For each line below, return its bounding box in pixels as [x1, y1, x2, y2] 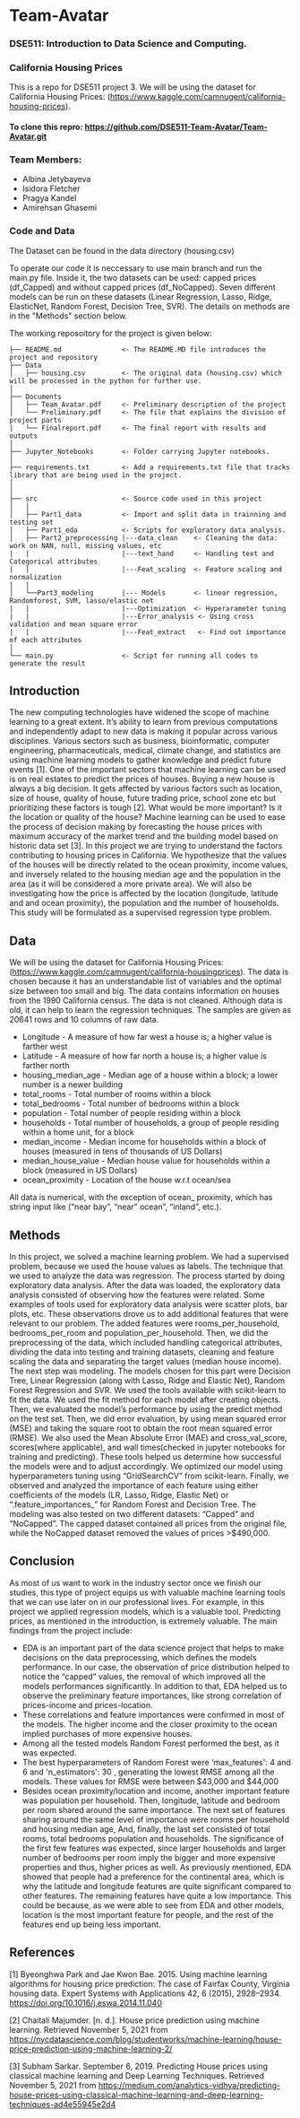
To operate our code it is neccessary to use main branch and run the [9, 262, 262, 274]
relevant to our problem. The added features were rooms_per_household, [9, 1318, 280, 1329]
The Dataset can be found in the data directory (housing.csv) [9, 245, 235, 256]
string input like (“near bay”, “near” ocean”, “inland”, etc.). [9, 1201, 222, 1212]
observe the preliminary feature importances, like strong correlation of [21, 1690, 282, 1701]
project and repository [9, 353, 99, 362]
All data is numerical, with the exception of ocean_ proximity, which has [9, 1192, 273, 1203]
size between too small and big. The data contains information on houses [9, 986, 280, 997]
